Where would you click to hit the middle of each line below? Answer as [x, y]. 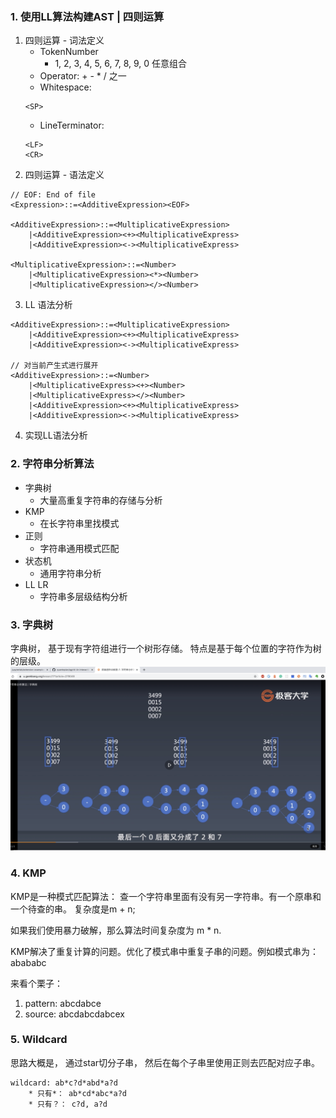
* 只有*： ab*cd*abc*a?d [78, 1093]
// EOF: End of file [53, 195]
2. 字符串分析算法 [52, 464]
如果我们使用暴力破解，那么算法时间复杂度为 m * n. [116, 930]
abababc [28, 962]
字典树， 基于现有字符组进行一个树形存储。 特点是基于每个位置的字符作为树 [166, 648]
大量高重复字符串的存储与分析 [101, 500]
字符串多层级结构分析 [83, 596]
